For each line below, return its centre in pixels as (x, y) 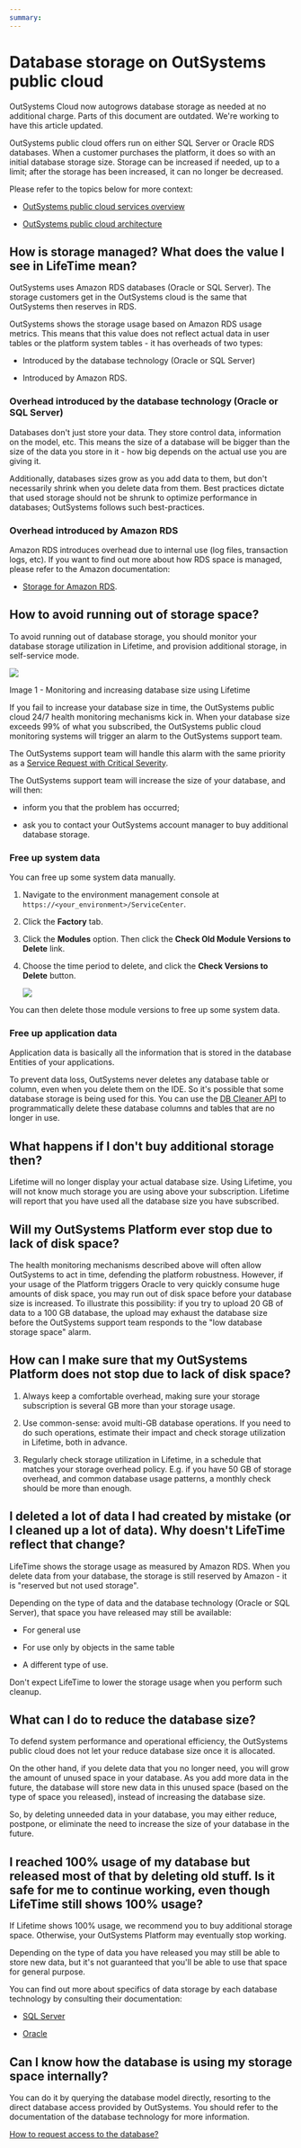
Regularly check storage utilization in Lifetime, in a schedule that (142, 1459)
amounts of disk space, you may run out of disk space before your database (150, 1293)
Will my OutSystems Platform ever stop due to (141, 1229)
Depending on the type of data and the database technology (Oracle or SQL (150, 1603)
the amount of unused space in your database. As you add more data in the (149, 1778)
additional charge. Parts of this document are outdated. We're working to (144, 116)
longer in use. (35, 1118)
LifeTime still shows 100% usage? (106, 1904)
